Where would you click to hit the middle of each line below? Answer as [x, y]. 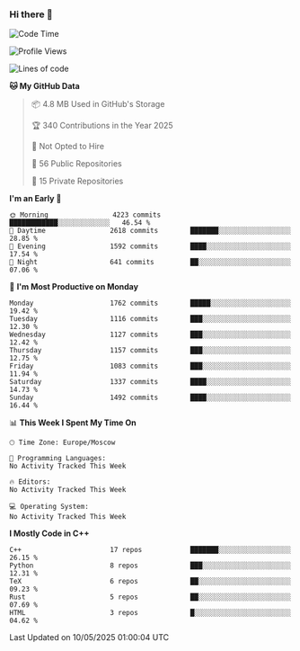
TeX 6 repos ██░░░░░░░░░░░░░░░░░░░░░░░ [150, 582]
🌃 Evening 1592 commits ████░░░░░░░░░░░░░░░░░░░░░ [150, 246]
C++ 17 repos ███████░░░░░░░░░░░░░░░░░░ [150, 550]
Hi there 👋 [31, 14]
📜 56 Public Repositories [77, 164]
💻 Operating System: [49, 507]
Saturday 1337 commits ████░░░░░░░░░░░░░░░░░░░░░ [150, 382]
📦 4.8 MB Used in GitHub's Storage [98, 104]
